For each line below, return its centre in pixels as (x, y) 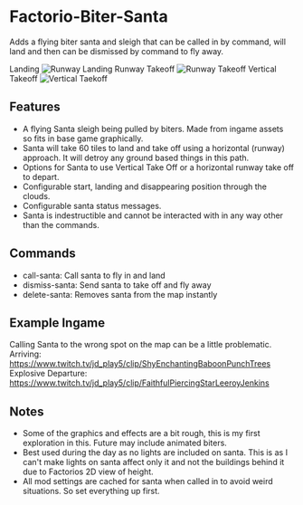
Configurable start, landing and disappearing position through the (145, 186)
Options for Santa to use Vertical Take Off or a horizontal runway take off (158, 167)
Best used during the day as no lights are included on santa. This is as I (155, 453)
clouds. (36, 195)
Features (35, 107)
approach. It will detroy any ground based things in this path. (136, 157)
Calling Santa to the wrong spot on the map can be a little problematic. (141, 345)
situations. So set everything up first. (91, 491)
